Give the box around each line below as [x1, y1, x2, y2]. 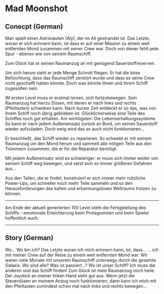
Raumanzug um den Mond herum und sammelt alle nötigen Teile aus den [5, 141, 152, 147]
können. [5, 191, 21, 196]
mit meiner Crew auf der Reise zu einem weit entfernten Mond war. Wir [5, 252, 148, 258]
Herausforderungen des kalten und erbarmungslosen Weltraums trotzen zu [5, 186, 157, 191]
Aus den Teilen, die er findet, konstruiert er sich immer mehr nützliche [5, 175, 145, 181]
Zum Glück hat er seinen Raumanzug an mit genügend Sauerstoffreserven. [5, 61, 156, 66]
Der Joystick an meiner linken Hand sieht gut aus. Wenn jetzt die [5, 273, 135, 278]
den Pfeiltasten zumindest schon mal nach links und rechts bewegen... [5, 283, 147, 289]
